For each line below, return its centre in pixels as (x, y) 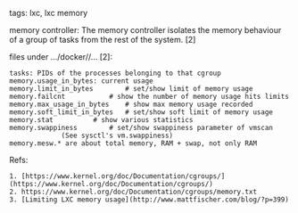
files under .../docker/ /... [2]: (61, 57)
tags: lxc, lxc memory (49, 13)
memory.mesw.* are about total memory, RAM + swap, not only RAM (133, 143)
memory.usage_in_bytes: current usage (81, 81)
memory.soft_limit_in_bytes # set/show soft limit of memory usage (141, 112)
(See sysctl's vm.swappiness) (117, 135)
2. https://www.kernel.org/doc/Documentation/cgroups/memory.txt (133, 192)
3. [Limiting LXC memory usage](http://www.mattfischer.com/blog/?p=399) (149, 200)
